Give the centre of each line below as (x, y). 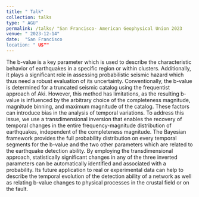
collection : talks (29, 17)
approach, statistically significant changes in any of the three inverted (92, 157)
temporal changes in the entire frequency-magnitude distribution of (89, 125)
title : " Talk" (25, 12)
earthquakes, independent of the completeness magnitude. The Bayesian (96, 131)
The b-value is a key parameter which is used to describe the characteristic (99, 62)
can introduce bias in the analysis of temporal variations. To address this (95, 113)
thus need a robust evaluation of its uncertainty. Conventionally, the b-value (99, 81)
